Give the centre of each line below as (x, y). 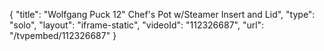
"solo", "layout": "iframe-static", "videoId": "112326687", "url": (137, 25)
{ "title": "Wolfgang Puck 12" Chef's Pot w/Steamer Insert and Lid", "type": (162, 14)
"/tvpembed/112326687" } (63, 35)
